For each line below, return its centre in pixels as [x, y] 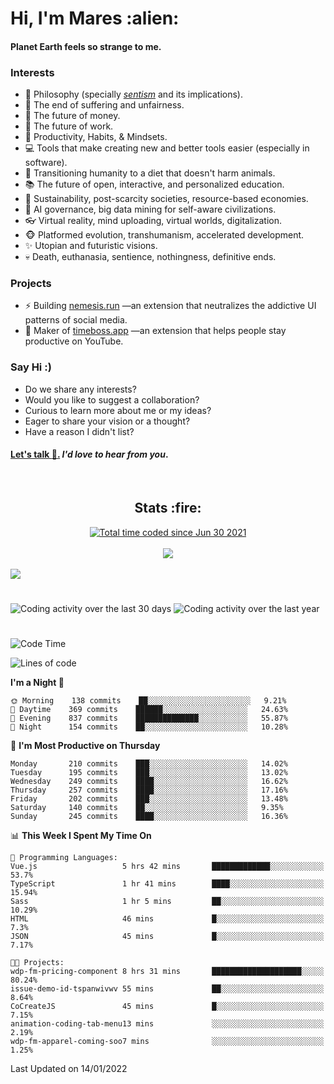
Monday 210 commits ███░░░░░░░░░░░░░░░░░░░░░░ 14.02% [149, 764]
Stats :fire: [168, 508]
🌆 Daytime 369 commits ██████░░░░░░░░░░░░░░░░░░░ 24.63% [149, 710]
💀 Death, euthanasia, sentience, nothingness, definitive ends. [150, 257]
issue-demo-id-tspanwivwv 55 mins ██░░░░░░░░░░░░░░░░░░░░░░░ [167, 989]
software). [46, 163]
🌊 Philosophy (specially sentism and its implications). [133, 94]
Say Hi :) [31, 367]
